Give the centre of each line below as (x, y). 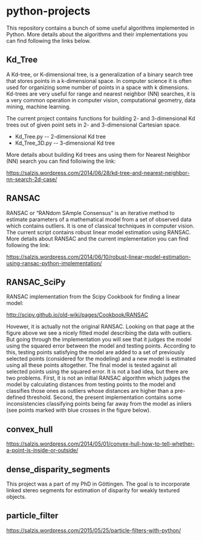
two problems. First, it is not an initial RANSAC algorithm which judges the (98, 378)
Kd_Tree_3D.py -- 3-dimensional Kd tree (65, 143)
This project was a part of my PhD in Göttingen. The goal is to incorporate (98, 484)
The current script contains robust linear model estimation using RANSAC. (99, 232)
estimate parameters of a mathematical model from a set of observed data (99, 219)
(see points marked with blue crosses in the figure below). (79, 410)
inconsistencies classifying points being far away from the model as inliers (99, 404)
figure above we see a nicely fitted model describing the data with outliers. (99, 333)
